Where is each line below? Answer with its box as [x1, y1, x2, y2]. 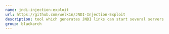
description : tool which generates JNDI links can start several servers [5, 16, 164, 21]
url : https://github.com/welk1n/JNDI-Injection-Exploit [5, 12, 125, 17]
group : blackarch [5, 21, 42, 26]
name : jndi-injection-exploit [5, 7, 69, 12]
